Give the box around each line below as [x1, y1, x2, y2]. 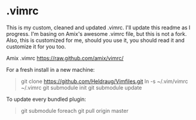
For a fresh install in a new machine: [6, 66, 95, 73]
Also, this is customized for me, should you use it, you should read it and [6, 36, 185, 44]
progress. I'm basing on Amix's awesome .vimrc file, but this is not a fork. [6, 30, 187, 37]
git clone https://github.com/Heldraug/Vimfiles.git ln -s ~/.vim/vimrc [20, 78, 188, 85]
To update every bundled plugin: [6, 96, 87, 103]
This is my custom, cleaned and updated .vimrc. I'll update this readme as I [6, 24, 191, 31]
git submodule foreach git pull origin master [20, 107, 128, 114]
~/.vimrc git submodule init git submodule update [20, 84, 142, 91]
